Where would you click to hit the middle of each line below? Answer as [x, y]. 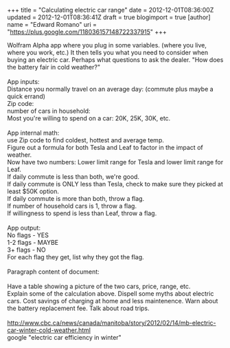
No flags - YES [28, 235]
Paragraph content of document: [53, 272]
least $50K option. [33, 191]
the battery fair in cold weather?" [54, 67]
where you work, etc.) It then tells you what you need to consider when [108, 52]
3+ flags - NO [26, 250]
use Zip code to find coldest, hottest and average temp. [86, 140]
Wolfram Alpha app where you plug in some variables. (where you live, [107, 45]
